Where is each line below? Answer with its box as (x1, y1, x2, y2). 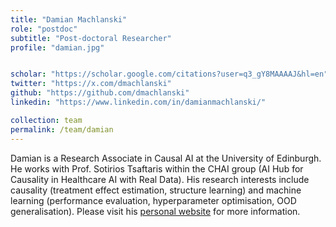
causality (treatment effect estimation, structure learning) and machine (10, 184, 302, 196)
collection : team (10, 115, 83, 125)
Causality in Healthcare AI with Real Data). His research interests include (10, 173, 310, 185)
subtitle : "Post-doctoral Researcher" (10, 33, 172, 43)
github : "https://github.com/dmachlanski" (10, 88, 190, 98)
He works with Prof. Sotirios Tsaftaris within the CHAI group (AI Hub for (10, 162, 304, 175)
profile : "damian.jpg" (10, 42, 105, 53)
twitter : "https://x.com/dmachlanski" (10, 79, 172, 89)
